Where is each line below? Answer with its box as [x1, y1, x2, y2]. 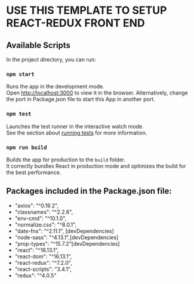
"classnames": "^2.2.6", [14, 208, 73, 215]
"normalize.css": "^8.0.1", [14, 221, 76, 228]
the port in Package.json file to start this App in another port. [6, 96, 155, 103]
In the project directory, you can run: [6, 56, 96, 63]
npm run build [6, 144, 47, 151]
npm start [6, 71, 35, 78]
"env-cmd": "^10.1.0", [14, 215, 67, 222]
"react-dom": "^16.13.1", [14, 252, 72, 260]
